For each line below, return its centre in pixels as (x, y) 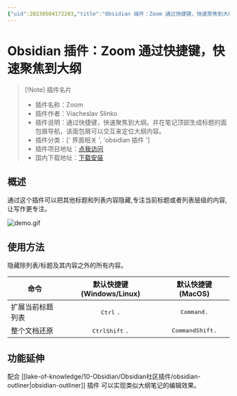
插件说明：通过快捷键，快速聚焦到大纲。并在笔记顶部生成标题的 (128, 122)
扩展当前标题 (32, 307)
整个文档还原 (32, 331)
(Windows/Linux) (111, 294)
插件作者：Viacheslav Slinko (76, 113)
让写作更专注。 (29, 209)
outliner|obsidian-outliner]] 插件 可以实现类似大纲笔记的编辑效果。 (104, 385)
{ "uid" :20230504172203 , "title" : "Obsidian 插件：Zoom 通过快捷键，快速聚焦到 (115, 14)
